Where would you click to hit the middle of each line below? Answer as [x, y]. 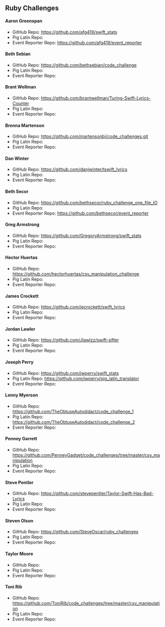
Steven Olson [19, 520]
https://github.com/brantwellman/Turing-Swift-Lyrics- [96, 98]
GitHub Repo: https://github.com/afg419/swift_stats [65, 32]
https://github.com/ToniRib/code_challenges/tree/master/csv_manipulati [86, 603]
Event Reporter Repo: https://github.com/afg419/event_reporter [77, 42]
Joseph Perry [19, 362]
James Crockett [22, 296]
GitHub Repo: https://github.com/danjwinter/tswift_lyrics [70, 169]
